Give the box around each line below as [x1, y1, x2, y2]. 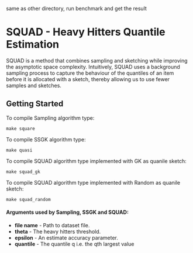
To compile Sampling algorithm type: [6, 114, 95, 122]
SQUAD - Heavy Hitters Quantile [6, 26, 166, 39]
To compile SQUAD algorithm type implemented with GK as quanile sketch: [6, 157, 187, 164]
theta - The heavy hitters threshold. [14, 228, 101, 235]
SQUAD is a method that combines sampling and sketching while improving [6, 57, 188, 64]
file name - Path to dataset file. [14, 221, 90, 228]
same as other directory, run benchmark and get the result [6, 5, 147, 12]
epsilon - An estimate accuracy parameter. [14, 234, 119, 241]
